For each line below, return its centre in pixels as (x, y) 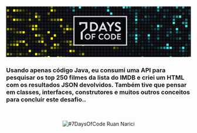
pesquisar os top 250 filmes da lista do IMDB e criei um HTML (95, 78)
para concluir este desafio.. (46, 100)
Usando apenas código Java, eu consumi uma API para (86, 70)
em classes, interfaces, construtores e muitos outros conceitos (98, 93)
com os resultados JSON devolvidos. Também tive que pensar (96, 85)
